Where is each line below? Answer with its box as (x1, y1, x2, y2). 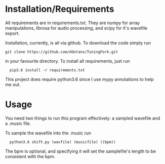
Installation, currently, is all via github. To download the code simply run (5, 40, 151, 45)
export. (5, 30, 20, 36)
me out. (5, 82, 21, 87)
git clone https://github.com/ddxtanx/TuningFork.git (5, 49, 119, 54)
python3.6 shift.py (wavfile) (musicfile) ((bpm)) (9, 139, 116, 144)
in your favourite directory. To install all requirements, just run (5, 58, 130, 64)
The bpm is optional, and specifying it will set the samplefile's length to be (5, 148, 156, 154)
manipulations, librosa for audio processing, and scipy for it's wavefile (5, 25, 148, 31)
